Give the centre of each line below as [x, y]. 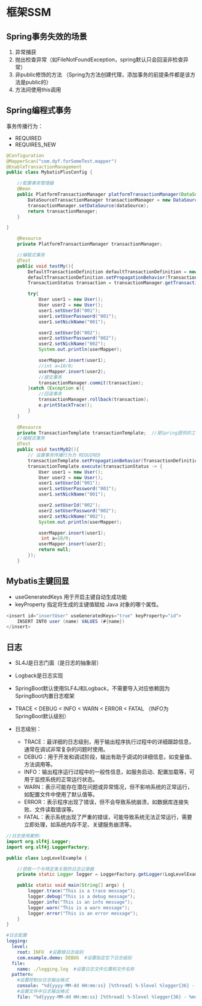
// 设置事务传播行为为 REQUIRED [64, 455]
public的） [38, 82]
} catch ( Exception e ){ [56, 388]
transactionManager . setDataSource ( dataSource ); [88, 205]
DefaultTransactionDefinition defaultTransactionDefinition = [107, 272]
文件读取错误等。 [56, 810]
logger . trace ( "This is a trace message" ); [82, 891]
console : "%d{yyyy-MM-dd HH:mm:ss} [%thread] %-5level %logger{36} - [106, 986]
